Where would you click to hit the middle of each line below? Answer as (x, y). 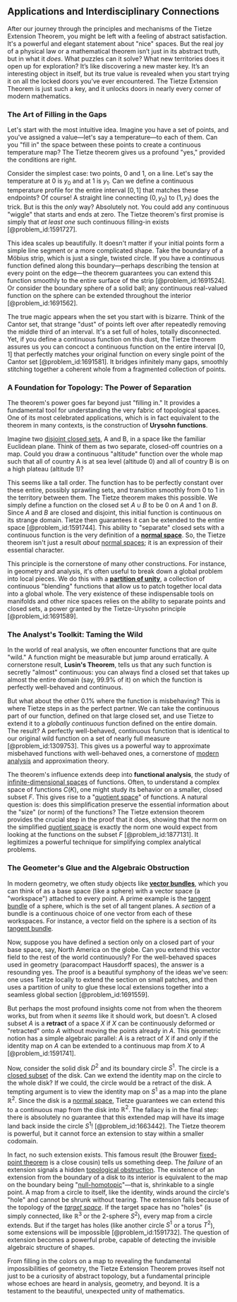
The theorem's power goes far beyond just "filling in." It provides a (104, 403)
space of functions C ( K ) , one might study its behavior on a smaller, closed (115, 790)
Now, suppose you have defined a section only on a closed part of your (111, 942)
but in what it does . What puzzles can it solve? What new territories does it (116, 59)
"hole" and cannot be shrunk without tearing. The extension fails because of (118, 1200)
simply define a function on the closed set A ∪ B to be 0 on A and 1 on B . (113, 505)
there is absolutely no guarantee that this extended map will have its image (116, 1117)
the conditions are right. (42, 160)
